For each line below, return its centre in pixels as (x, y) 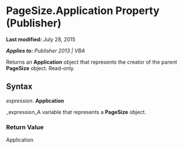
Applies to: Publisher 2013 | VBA (46, 50)
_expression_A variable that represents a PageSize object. (76, 112)
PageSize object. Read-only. (40, 68)
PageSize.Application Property (83, 11)
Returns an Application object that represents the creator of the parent (91, 62)
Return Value (25, 127)
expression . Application (35, 101)
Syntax (19, 87)
